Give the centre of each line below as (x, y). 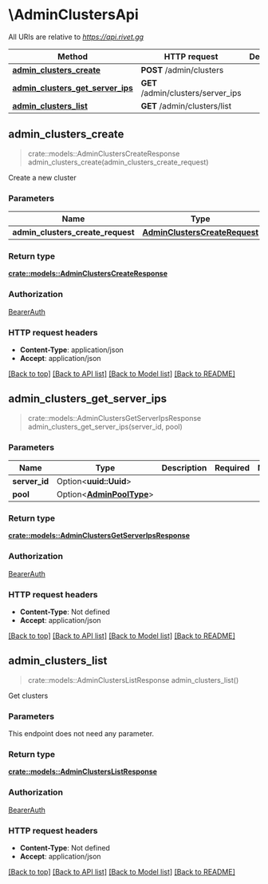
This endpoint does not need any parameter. (81, 734)
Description (184, 468)
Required (232, 468)
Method (73, 56)
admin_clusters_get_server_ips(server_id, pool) (105, 426)
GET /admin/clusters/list (186, 105)
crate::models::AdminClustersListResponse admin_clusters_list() (133, 680)
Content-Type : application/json (71, 350)
